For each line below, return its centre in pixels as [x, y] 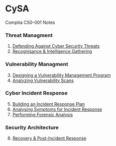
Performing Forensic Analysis [43, 114]
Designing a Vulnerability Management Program [61, 75]
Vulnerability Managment [37, 64]
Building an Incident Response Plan [49, 104]
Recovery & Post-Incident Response [49, 138]
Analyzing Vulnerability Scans [43, 80]
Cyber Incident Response [37, 93]
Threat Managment [29, 35]
